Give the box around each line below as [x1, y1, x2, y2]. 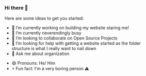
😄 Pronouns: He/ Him [11, 60, 55, 66]
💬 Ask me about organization [11, 51, 70, 57]
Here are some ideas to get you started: [4, 16, 84, 21]
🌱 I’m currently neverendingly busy [11, 30, 81, 36]
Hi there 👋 [4, 4, 29, 11]
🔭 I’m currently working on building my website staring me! [11, 25, 130, 31]
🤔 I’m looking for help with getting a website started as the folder [11, 40, 141, 46]
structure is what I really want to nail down [11, 46, 97, 52]
